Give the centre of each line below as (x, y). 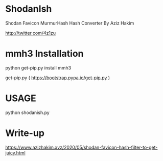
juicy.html (15, 153)
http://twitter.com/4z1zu (31, 33)
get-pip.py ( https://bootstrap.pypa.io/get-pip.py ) (58, 78)
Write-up (25, 133)
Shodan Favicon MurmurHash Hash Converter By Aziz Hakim (70, 23)
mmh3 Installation (44, 54)
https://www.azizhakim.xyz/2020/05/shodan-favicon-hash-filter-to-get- (81, 147)
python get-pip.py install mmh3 (38, 67)
